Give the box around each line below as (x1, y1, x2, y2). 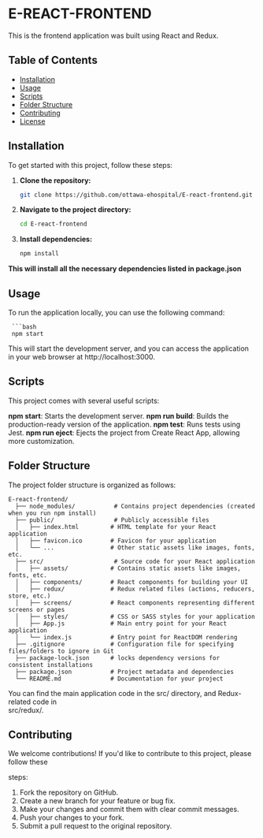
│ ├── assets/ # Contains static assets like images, (15, 564, 242, 572)
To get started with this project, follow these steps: (8, 160, 173, 169)
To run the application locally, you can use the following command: (8, 308, 225, 317)
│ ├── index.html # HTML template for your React (15, 523, 217, 531)
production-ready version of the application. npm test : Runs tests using (8, 419, 241, 429)
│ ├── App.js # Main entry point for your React (15, 620, 227, 628)
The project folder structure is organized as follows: (8, 480, 176, 490)
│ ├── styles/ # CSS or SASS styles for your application (15, 613, 256, 620)
